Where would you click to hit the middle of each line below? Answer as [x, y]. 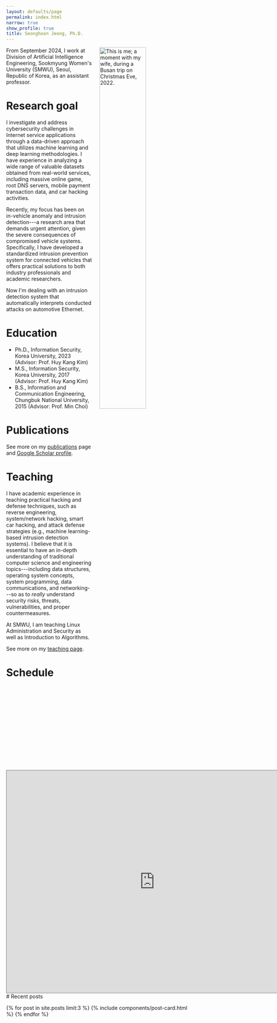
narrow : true [22, 23]
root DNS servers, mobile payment [48, 186]
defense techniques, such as [41, 506]
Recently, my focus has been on [45, 210]
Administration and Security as [44, 631]
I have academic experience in [44, 493]
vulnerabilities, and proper [38, 607]
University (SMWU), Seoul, [39, 69]
